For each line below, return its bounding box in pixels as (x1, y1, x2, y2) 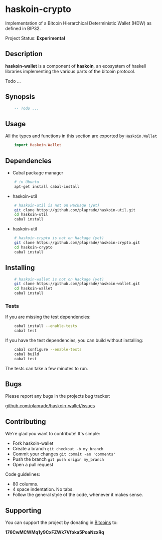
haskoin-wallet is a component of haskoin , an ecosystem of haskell (5, 63, 146, 69)
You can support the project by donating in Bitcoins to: (5, 519, 118, 525)
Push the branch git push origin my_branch (12, 456, 104, 462)
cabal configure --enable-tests (14, 347, 82, 352)
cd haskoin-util (14, 212, 49, 217)
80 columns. (12, 481, 39, 487)
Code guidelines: (5, 471, 40, 477)
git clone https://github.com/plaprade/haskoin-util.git (14, 207, 136, 212)
